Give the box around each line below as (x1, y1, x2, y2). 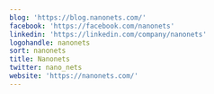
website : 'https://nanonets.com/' (9, 72, 139, 81)
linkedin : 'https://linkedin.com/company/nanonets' (9, 30, 207, 38)
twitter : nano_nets (9, 64, 83, 73)
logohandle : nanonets (9, 38, 91, 47)
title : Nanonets (9, 55, 70, 64)
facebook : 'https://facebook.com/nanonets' (9, 21, 175, 30)
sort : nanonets (9, 47, 67, 56)
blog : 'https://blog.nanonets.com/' (9, 13, 147, 22)
